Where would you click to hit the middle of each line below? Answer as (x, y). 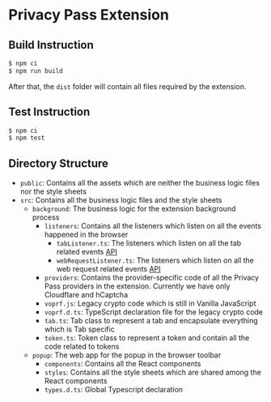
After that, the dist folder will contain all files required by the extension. (127, 86)
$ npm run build (36, 71)
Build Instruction (51, 45)
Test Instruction (49, 112)
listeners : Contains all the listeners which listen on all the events (152, 226)
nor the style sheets (53, 191)
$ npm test (27, 138)
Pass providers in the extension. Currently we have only (137, 286)
